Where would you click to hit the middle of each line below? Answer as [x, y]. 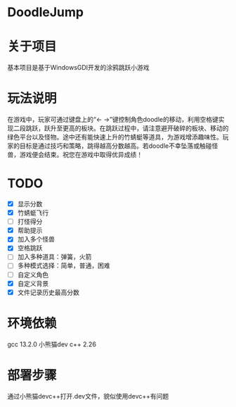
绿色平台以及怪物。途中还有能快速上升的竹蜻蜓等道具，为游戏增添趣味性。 [115, 137]
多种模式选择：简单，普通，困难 [64, 265]
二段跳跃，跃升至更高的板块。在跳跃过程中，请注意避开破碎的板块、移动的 [121, 128]
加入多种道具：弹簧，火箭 [54, 257]
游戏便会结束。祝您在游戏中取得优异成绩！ [81, 155]
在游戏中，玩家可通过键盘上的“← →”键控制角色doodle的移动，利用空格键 [113, 120]
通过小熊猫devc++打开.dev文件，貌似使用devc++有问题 [88, 396]
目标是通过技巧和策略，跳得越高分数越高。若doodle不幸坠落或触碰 [116, 146]
